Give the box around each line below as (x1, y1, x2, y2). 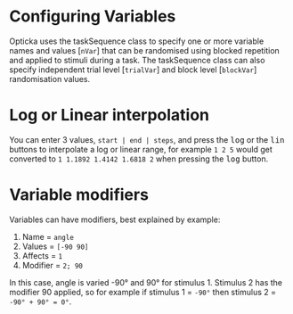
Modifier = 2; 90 (21, 260, 83, 270)
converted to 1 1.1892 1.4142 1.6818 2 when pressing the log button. (9, 153, 269, 164)
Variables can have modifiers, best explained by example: (9, 214, 221, 225)
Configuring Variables (9, 6, 176, 27)
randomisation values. (9, 73, 91, 84)
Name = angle (21, 231, 74, 242)
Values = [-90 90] (21, 241, 89, 252)
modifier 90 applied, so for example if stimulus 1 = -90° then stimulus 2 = (9, 286, 276, 297)
